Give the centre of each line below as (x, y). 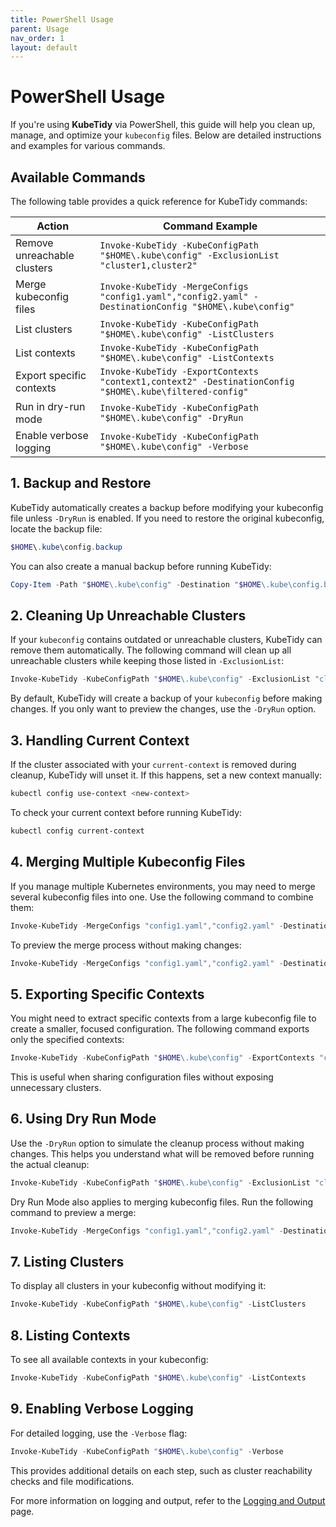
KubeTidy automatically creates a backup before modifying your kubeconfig (167, 507)
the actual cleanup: (50, 1164)
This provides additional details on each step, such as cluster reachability (161, 1470)
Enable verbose (52, 435)
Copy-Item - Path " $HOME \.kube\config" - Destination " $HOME (136, 584)
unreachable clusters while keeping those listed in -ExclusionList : (147, 661)
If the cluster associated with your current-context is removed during (153, 765)
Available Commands (78, 177)
